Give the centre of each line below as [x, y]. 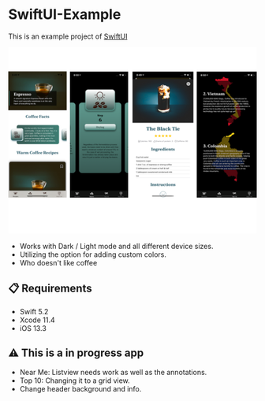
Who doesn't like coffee [58, 262]
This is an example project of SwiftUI [68, 36]
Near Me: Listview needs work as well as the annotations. [113, 372]
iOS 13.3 [33, 328]
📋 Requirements [50, 289]
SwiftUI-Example [65, 15]
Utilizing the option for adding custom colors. [93, 254]
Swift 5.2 [34, 311]
